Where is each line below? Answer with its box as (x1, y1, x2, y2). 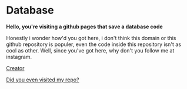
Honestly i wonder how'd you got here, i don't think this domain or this (6, 34, 176, 41)
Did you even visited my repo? (6, 76, 79, 83)
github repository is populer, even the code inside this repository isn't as (6, 41, 181, 48)
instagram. (6, 53, 32, 60)
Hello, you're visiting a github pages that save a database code (6, 23, 163, 30)
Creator (6, 64, 25, 71)
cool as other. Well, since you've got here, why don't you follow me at (6, 47, 175, 54)
